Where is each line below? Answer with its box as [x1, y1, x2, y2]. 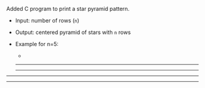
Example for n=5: [15, 41, 59, 47]
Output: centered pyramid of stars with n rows [15, 29, 131, 36]
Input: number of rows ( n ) [15, 17, 79, 24]
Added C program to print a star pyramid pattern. [6, 5, 130, 12]
